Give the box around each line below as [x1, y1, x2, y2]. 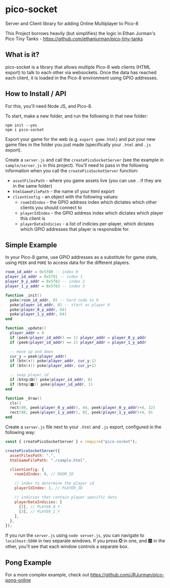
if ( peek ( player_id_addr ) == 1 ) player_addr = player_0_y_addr [10, 335, 147, 340]
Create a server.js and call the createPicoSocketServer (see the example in [5, 157, 164, 163]
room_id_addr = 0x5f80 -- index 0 [5, 270, 79, 275]
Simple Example [5, 241, 57, 249]
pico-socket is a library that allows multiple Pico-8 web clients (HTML [5, 64, 151, 70]
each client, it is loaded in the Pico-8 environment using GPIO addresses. [5, 75, 158, 81]
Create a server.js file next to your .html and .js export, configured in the [5, 424, 161, 430]
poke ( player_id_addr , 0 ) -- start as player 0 [10, 302, 110, 307]
